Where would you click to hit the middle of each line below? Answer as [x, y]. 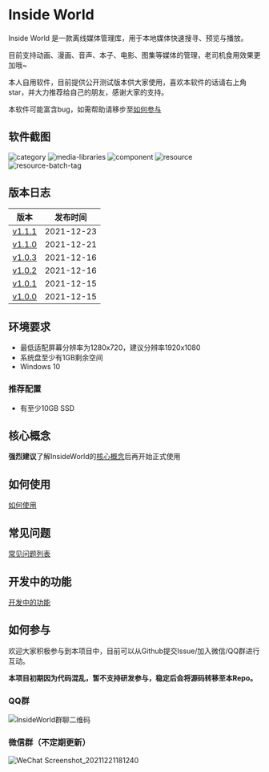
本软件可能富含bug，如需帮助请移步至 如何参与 [85, 109]
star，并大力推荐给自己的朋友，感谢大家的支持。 [88, 92]
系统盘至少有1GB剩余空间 [62, 358]
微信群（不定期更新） [49, 742]
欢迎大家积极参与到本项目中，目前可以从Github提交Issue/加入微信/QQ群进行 [134, 651]
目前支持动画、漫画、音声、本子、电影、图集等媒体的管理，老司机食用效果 [131, 55]
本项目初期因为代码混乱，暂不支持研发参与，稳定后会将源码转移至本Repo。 [133, 678]
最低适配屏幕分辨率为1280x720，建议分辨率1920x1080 [110, 347]
